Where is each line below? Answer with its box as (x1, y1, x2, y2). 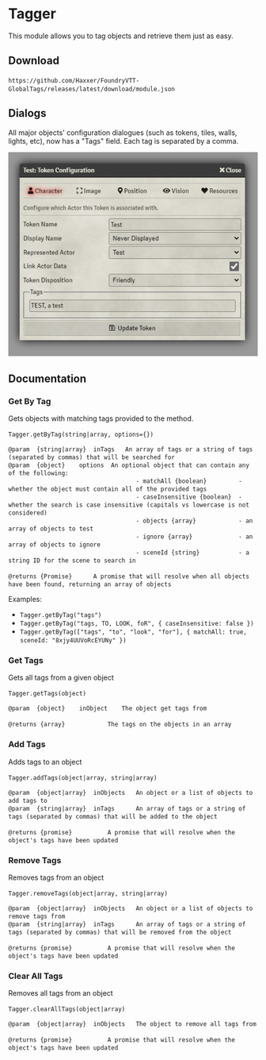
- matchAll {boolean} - (135, 477, 243, 485)
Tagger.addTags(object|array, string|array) (8, 773, 158, 782)
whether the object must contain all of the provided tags (8, 485, 207, 493)
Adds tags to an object (8, 757, 82, 766)
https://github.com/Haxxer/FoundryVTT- (8, 76, 140, 84)
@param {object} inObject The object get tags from (8, 704, 207, 713)
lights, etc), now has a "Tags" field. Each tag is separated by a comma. (8, 136, 239, 145)
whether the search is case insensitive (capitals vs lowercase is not (8, 501, 249, 509)
